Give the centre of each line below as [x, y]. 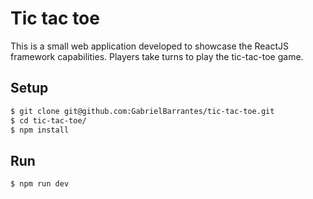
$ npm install [40, 130]
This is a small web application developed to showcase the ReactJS [150, 46]
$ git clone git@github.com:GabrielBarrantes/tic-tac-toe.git [142, 111]
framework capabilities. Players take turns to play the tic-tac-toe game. [157, 56]
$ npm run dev [40, 184]
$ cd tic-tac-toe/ [48, 120]
